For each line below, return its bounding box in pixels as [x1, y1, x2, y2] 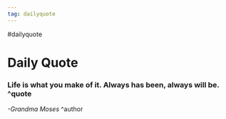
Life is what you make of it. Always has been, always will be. [7, 79, 220, 89]
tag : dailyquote [7, 10, 56, 18]
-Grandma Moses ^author [7, 105, 83, 113]
